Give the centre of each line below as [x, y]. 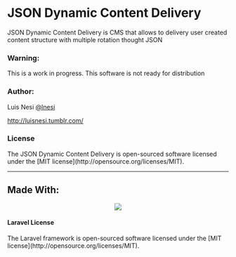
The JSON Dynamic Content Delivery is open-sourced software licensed [112, 154]
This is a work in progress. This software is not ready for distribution [106, 73]
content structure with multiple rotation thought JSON [85, 39]
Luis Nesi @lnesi [31, 107]
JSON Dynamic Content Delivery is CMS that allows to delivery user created [117, 32]
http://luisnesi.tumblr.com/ [46, 120]
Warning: [24, 58]
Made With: [33, 190]
